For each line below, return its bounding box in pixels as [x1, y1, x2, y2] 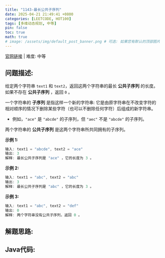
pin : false [5, 26, 27, 30]
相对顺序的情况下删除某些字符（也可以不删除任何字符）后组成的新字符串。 [5, 105, 156, 111]
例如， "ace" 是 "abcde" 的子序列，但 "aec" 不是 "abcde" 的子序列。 [12, 116, 147, 122]
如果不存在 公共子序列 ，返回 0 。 [5, 89, 73, 95]
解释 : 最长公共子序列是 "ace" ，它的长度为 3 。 [5, 155, 94, 161]
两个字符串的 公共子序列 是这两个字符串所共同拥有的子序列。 [5, 126, 128, 132]
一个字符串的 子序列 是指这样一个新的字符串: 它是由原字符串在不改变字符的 [5, 99, 156, 105]
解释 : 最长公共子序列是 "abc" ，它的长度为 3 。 [5, 184, 94, 189]
